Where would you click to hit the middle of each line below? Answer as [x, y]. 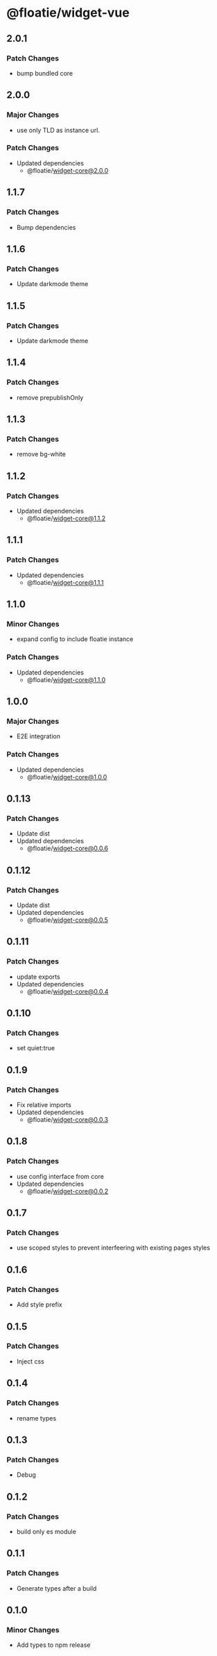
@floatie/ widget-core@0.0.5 [68, 920]
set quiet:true [36, 1048]
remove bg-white [41, 454]
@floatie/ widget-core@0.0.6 [68, 848]
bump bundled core [45, 73]
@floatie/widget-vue [68, 13]
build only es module [46, 1531]
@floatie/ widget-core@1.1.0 [66, 679]
